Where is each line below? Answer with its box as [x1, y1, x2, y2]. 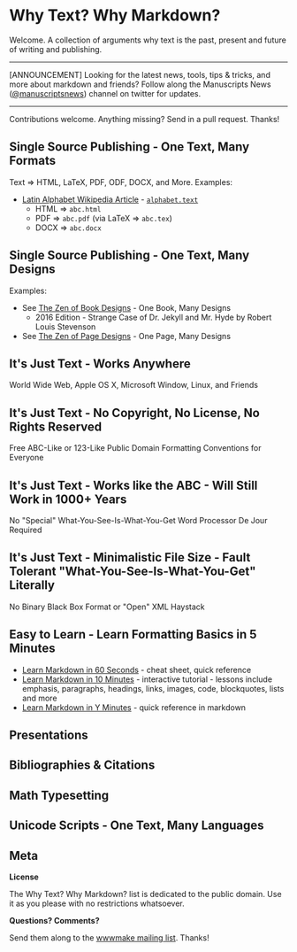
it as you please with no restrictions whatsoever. [9, 898, 185, 909]
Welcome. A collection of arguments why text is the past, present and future [9, 35, 287, 45]
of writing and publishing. [9, 43, 103, 54]
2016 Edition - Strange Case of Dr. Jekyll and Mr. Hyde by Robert [34, 312, 272, 322]
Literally [9, 577, 56, 593]
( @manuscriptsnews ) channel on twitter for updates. [9, 88, 202, 98]
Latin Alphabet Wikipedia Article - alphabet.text [21, 194, 199, 205]
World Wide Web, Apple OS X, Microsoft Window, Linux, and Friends [9, 380, 259, 391]
